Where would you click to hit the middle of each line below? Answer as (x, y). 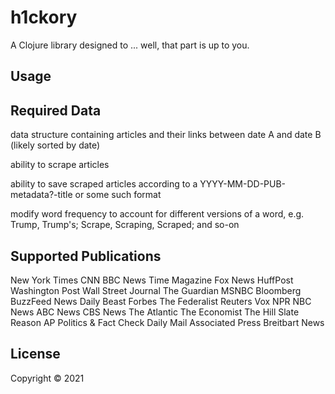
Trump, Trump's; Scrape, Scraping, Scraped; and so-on (125, 225)
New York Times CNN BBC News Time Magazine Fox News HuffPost (152, 280)
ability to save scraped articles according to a (104, 184)
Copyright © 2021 (47, 378)
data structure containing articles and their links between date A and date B (166, 135)
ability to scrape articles (60, 165)
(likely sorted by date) (55, 145)
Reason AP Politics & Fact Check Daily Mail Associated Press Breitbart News (167, 322)
